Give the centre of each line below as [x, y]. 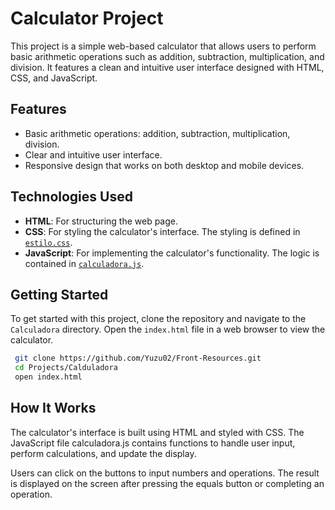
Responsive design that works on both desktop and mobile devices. [164, 165]
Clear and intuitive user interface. [93, 154]
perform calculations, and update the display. [103, 453]
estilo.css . [48, 242]
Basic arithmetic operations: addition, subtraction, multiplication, [157, 133]
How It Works [53, 408]
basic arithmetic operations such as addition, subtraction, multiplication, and [167, 56]
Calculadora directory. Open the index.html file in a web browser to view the [168, 329]
